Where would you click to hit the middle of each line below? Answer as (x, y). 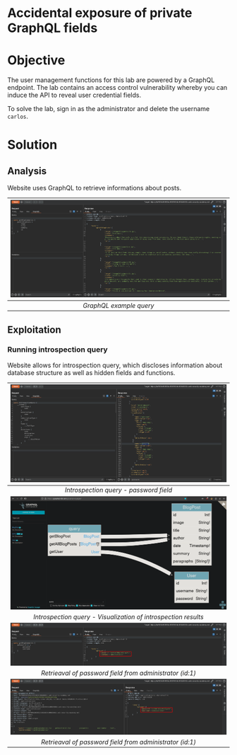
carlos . (18, 116)
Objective (36, 60)
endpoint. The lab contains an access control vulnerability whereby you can (117, 88)
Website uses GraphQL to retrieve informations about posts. (95, 188)
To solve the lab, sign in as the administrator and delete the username (109, 109)
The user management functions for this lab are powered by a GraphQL (111, 80)
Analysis (27, 171)
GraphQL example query (119, 305)
